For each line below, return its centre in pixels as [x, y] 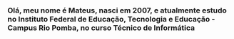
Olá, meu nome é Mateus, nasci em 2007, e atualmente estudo [117, 10]
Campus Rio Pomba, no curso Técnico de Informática [101, 28]
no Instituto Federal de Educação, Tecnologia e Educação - [111, 19]
